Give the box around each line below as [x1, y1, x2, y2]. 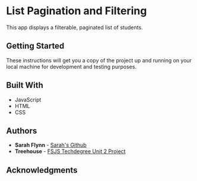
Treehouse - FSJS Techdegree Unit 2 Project [14, 148, 126, 155]
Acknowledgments [6, 165, 78, 175]
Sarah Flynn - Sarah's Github [14, 141, 87, 149]
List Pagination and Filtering [6, 4, 147, 18]
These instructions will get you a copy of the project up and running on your [6, 56, 192, 63]
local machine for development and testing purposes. [6, 63, 137, 70]
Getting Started [6, 41, 65, 51]
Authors [6, 126, 37, 136]
